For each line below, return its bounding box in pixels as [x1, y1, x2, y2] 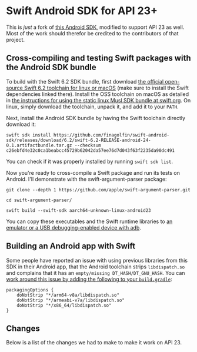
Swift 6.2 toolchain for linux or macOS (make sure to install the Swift [24, 84, 189, 91]
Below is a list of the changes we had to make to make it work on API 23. [6, 339, 182, 346]
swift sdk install [6, 132, 51, 138]
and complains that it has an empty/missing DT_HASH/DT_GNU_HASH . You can [6, 269, 185, 276]
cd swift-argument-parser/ [6, 197, 72, 203]
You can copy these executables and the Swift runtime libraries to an [6, 218, 173, 225]
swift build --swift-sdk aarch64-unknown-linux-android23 [6, 207, 151, 213]
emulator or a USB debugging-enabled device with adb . [6, 224, 141, 231]
